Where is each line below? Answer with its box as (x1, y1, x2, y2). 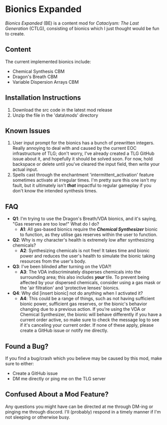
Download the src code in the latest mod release (12, 107, 112, 113)
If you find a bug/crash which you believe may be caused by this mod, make (5, 355, 162, 361)
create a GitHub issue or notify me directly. (19, 327, 108, 334)
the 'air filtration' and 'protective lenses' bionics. (19, 285, 120, 291)
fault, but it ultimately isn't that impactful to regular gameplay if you (12, 182, 151, 188)
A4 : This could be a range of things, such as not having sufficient (19, 296, 155, 302)
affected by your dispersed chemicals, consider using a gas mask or (19, 280, 161, 286)
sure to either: (5, 361, 34, 366)
